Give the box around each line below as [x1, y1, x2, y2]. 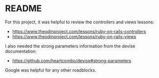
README [5, 3, 42, 14]
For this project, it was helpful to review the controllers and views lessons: [5, 19, 155, 25]
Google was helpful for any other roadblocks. [5, 67, 96, 73]
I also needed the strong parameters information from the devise [5, 43, 136, 49]
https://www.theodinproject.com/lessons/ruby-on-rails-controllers [12, 28, 146, 34]
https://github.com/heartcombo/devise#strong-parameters [12, 58, 132, 63]
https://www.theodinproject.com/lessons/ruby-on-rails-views [12, 34, 136, 39]
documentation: [5, 48, 37, 54]
